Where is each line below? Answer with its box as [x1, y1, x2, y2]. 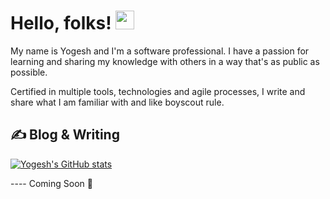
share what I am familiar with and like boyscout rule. [10, 96, 225, 108]
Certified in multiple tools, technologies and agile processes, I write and [10, 85, 306, 97]
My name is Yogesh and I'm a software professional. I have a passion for [10, 45, 310, 57]
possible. [10, 66, 48, 78]
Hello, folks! [10, 12, 112, 35]
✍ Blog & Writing [10, 126, 120, 144]
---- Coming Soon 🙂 [10, 177, 93, 189]
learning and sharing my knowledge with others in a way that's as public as [10, 55, 320, 67]
